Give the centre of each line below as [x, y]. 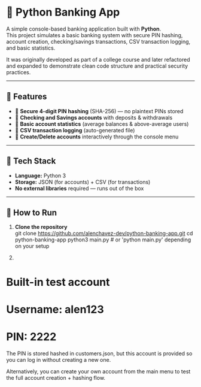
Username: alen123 [55, 309]
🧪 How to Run [32, 212]
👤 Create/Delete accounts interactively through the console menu [97, 137]
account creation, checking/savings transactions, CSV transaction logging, [98, 41]
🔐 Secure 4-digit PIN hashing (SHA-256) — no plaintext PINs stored [99, 111]
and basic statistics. [31, 48]
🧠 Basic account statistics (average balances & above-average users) [102, 124]
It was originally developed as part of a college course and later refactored [98, 59]
